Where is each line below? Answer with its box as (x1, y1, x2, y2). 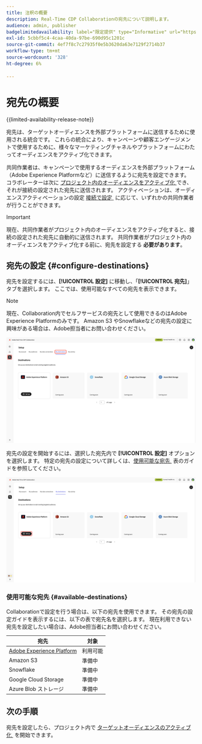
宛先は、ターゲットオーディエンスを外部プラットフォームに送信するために (6, 129, 191, 136)
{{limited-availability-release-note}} (6, 116, 94, 123)
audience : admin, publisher (6, 22, 77, 28)
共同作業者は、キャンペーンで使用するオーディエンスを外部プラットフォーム (6, 164, 195, 171)
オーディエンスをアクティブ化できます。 (16, 151, 115, 158)
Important (6, 214, 31, 221)
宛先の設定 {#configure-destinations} (6, 260, 149, 271)
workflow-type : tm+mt (6, 48, 61, 54)
